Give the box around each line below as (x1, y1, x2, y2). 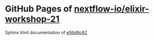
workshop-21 (5, 13, 60, 25)
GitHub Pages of (5, 3, 72, 14)
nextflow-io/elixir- (74, 3, 149, 14)
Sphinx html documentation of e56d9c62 (5, 29, 87, 35)
